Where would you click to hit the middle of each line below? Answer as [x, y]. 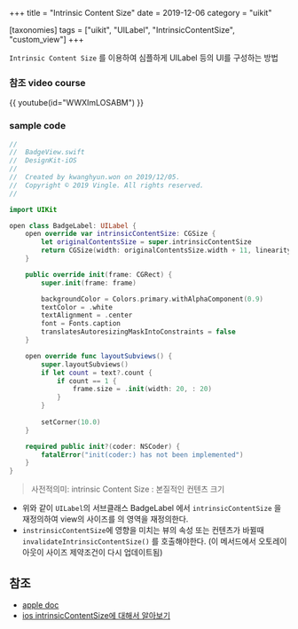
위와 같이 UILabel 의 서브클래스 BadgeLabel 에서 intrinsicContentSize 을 [152, 508]
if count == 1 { [86, 381]
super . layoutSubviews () [85, 364]
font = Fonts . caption [81, 324]
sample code [38, 126]
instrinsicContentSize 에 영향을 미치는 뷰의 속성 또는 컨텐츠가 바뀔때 [143, 531]
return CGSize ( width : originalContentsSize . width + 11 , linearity [166, 251]
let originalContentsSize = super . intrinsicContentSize [146, 242]
